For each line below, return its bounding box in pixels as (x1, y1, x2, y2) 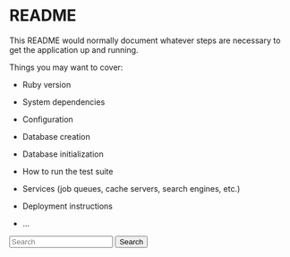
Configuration (21, 114, 73, 124)
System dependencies (21, 96, 106, 107)
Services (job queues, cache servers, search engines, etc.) (21, 183, 241, 193)
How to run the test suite (21, 166, 114, 176)
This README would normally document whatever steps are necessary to (9, 35, 281, 46)
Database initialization (21, 149, 105, 159)
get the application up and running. (9, 44, 139, 55)
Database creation (21, 131, 91, 141)
